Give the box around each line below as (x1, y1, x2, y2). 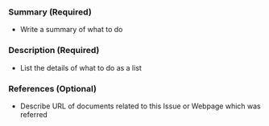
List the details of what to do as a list (19, 63, 143, 72)
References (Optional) (8, 83, 97, 94)
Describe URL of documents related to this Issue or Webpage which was (19, 101, 261, 111)
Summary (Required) (8, 6, 93, 18)
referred (19, 109, 48, 119)
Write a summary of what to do (19, 25, 123, 35)
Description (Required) (8, 45, 100, 56)
